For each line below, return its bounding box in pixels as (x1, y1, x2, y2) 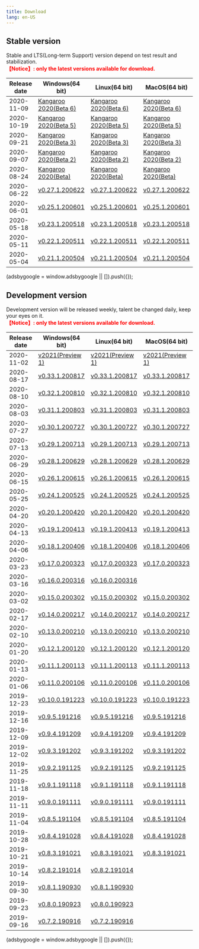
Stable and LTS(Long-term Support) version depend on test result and (6, 52, 178, 59)
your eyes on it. (6, 312, 44, 319)
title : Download (6, 8, 46, 15)
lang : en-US (6, 14, 36, 20)
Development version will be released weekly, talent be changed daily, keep (6, 306, 191, 313)
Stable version (6, 36, 61, 46)
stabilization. (6, 58, 37, 65)
